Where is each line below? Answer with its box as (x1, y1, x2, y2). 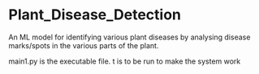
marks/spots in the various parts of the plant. (8, 40, 159, 50)
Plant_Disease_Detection (8, 6, 181, 24)
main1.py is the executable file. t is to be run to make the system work (8, 56, 241, 66)
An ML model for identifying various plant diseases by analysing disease (8, 32, 251, 42)
